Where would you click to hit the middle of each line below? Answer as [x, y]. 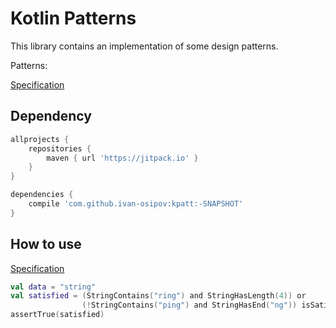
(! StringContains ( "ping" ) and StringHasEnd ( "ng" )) [189, 305]
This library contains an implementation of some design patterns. [144, 46]
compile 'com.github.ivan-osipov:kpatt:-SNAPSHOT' [136, 204]
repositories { [60, 148]
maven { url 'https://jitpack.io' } [122, 158]
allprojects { [40, 139]
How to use [46, 244]
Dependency [51, 116]
